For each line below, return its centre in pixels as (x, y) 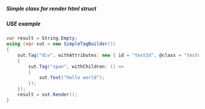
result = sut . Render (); (48, 95)
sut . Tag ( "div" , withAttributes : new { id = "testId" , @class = (99, 55)
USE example (23, 24)
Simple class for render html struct (51, 8)
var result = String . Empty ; (42, 38)
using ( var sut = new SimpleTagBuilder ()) (61, 44)
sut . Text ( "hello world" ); (72, 78)
